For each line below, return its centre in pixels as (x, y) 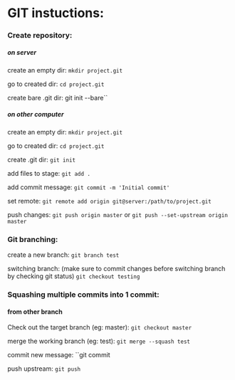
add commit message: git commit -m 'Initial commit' (89, 187)
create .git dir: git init (42, 160)
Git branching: (33, 239)
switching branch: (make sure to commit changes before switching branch (116, 269)
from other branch (35, 312)
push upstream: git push (44, 369)
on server (22, 52)
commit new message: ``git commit (59, 355)
